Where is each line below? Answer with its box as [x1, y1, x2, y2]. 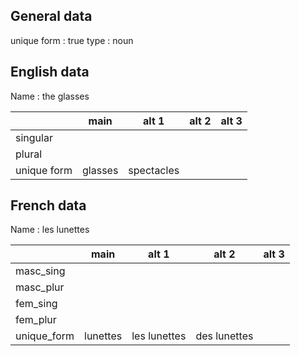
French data [10, 197, 87, 214]
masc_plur [15, 280, 65, 294]
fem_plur [15, 313, 57, 327]
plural [15, 147, 43, 161]
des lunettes [195, 329, 254, 343]
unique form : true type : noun [10, 34, 134, 46]
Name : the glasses [10, 90, 90, 102]
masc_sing [15, 264, 66, 278]
